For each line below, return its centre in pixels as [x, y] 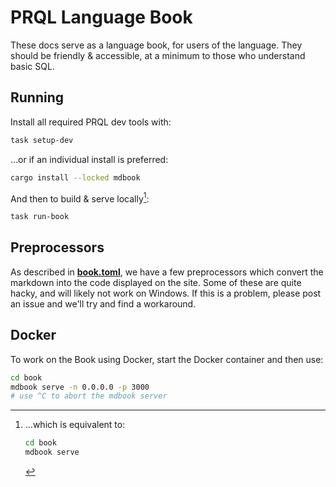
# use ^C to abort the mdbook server [89, 396]
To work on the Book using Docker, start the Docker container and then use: [167, 359]
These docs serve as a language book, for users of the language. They [156, 45]
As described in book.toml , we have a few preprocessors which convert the [167, 272]
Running [37, 97]
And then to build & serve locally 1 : [80, 198]
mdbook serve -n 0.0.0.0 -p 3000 [80, 387]
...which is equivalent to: [75, 425]
